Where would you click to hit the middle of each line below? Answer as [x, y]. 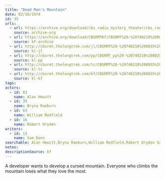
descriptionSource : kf [28, 152]
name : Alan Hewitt [33, 97]
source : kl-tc [28, 70]
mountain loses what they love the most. [46, 171]
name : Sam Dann [29, 138]
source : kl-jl [28, 51]
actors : [13, 88]
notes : [12, 147]
